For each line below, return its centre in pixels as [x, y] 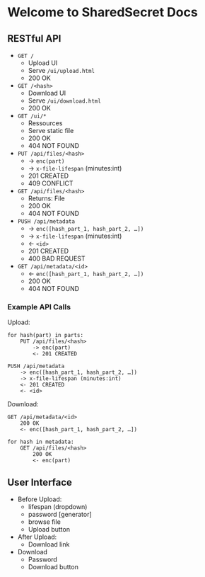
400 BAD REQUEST [57, 258]
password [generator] [60, 515]
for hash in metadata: [41, 442]
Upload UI [43, 63]
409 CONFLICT [51, 183]
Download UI [47, 93]
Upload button [49, 530]
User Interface [40, 482]
